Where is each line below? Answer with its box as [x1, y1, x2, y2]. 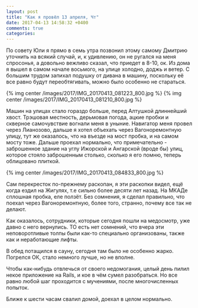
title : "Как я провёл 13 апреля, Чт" [6, 14, 99, 20]
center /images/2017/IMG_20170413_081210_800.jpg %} [6, 96, 142, 103]
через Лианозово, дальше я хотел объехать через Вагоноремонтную [6, 127, 182, 134]
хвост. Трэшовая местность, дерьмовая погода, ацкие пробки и [6, 114, 169, 121]
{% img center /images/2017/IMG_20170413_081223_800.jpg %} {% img [6, 90, 182, 97]
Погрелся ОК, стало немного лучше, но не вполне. [6, 254, 135, 261]
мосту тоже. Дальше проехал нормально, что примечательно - [6, 139, 167, 146]
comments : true [6, 25, 44, 31]
